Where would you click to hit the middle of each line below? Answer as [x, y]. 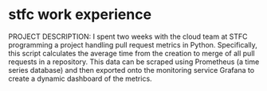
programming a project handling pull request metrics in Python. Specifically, [133, 44]
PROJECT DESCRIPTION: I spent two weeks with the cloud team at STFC [128, 36]
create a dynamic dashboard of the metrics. [80, 78]
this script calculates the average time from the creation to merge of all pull [132, 53]
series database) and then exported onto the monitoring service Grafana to [132, 70]
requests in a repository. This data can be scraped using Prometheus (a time [134, 62]
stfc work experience [80, 15]
